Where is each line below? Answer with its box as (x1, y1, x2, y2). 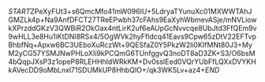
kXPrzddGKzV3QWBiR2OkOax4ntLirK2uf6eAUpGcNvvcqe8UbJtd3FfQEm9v (8, 24, 257, 32)
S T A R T (8, 7, 31, 16)
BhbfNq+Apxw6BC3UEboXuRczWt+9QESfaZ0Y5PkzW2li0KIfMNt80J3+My (8, 40, 252, 50)
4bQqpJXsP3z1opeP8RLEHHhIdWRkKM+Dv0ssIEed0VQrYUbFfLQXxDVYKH (8, 57, 256, 66)
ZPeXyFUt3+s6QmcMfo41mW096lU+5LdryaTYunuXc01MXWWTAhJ (30, 7, 252, 16)
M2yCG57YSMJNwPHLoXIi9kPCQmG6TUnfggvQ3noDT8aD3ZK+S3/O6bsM (8, 49, 256, 58)
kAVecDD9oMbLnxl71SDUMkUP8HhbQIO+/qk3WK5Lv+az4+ (8, 65, 206, 74)
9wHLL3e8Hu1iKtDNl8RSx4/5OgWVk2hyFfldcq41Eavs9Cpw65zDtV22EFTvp (8, 32, 257, 41)
